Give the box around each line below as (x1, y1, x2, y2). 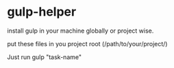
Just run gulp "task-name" (7, 52, 82, 61)
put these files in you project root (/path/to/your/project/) (7, 39, 168, 48)
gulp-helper (7, 4, 77, 20)
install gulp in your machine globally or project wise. (7, 27, 154, 35)
